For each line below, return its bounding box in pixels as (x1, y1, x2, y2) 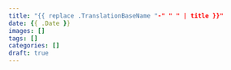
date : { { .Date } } (8, 19, 71, 27)
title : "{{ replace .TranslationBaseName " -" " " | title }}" (8, 11, 224, 20)
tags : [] (8, 34, 38, 43)
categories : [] (8, 42, 60, 50)
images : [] (8, 27, 46, 35)
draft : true (8, 49, 49, 57)
